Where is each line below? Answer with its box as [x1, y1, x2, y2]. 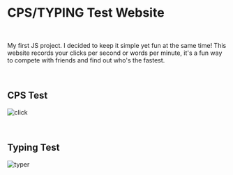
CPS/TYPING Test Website [7, 5, 165, 21]
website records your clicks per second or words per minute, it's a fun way [7, 49, 223, 57]
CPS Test [7, 90, 48, 101]
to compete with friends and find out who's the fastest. [7, 56, 165, 64]
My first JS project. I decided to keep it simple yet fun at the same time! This [7, 41, 227, 49]
